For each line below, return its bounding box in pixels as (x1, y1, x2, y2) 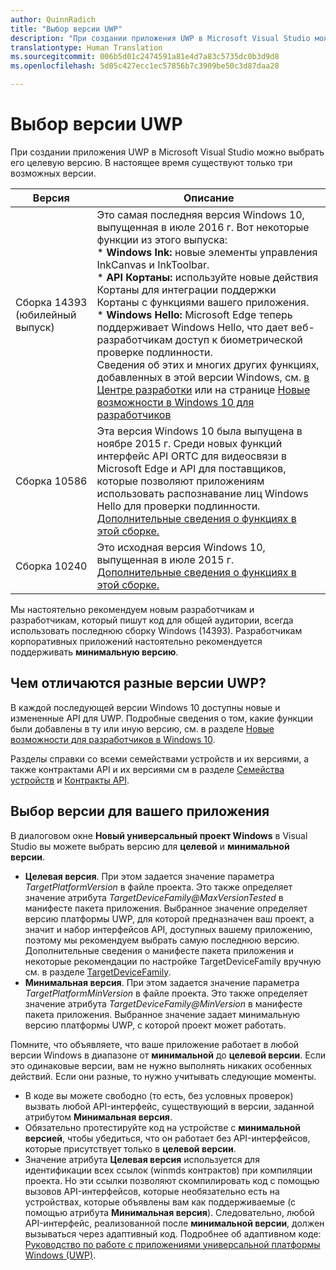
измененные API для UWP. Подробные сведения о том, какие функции (10, 712, 313, 724)
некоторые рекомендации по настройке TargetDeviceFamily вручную (24, 955, 322, 967)
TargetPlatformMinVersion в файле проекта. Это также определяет (24, 987, 308, 999)
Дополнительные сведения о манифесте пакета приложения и (24, 944, 295, 956)
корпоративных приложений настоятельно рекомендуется (10, 635, 263, 647)
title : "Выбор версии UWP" (10, 24, 123, 34)
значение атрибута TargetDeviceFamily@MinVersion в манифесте (24, 997, 303, 1010)
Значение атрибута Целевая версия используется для (24, 1153, 260, 1165)
